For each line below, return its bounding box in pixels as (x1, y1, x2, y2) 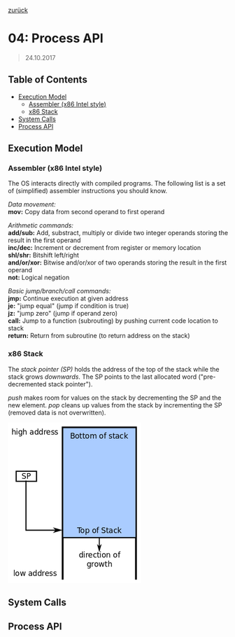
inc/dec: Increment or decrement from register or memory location (8, 244, 201, 252)
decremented (8, 379, 47, 388)
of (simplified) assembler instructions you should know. (8, 187, 167, 195)
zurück (8, 6, 29, 14)
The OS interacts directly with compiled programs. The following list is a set (8, 179, 226, 188)
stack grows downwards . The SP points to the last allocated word (8, 372, 197, 381)
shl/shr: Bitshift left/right (8, 251, 80, 260)
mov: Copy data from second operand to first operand (8, 208, 165, 216)
